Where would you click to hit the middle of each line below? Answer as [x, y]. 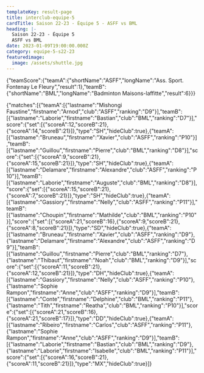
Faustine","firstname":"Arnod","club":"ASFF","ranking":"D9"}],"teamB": [94, 111]
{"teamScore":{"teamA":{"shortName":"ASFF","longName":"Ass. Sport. [95, 80]
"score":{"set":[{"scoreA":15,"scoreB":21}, [59, 189]
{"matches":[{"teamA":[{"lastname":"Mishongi [64, 105]
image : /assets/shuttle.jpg [47, 63]
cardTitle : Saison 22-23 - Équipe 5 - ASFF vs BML [72, 23]
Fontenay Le [22, 86]
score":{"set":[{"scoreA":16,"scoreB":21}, [57, 357]
